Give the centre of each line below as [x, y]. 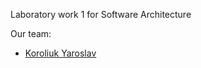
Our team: [31, 33]
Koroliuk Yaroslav [60, 53]
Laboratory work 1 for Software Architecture [101, 14]
